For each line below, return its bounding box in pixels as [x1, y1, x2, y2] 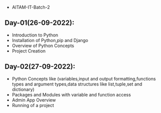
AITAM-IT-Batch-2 [11, 4, 50, 10]
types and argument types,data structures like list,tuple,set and [11, 81, 142, 87]
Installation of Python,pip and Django [11, 37, 88, 43]
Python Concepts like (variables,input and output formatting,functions [11, 75, 156, 81]
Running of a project [11, 102, 54, 108]
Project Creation [11, 47, 46, 54]
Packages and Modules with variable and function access [11, 91, 131, 97]
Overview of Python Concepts [11, 42, 74, 48]
